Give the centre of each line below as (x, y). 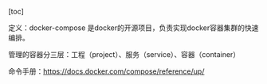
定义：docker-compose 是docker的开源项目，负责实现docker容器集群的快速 (133, 28)
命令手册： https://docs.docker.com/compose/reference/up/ (106, 71)
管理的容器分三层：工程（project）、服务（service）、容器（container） (124, 54)
